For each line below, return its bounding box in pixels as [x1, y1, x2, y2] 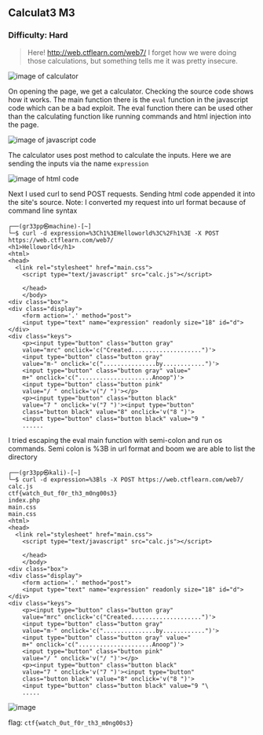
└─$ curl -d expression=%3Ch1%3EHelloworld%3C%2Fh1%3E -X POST [8, 229, 220, 237]
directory [8, 452, 38, 462]
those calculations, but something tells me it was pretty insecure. [27, 56, 238, 65]
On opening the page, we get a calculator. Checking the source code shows [8, 86, 254, 96]
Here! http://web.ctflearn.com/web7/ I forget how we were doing [27, 47, 237, 57]
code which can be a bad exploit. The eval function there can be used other [8, 103, 254, 112]
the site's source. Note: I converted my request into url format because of [8, 197, 246, 207]
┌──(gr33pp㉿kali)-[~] [8, 469, 81, 477]
